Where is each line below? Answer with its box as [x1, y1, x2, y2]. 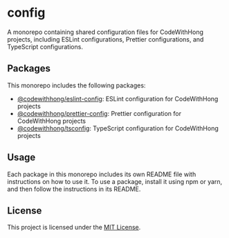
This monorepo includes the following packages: [7, 81, 146, 90]
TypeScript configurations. [7, 42, 83, 51]
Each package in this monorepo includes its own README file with [7, 170, 196, 178]
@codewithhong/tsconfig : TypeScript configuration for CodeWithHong [17, 124, 219, 133]
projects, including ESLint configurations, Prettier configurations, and [7, 35, 204, 43]
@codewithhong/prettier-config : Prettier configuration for [17, 109, 182, 117]
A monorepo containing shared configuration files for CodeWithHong [7, 28, 204, 36]
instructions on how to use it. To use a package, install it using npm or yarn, [7, 177, 223, 185]
